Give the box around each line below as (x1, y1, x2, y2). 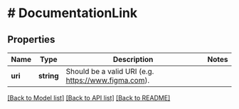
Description (112, 55, 154, 64)
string (38, 71, 59, 81)
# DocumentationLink (7, 5, 137, 21)
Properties (7, 33, 55, 46)
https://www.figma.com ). (65, 76, 150, 85)
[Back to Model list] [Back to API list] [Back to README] (7, 94, 171, 102)
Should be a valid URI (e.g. (65, 66, 154, 76)
